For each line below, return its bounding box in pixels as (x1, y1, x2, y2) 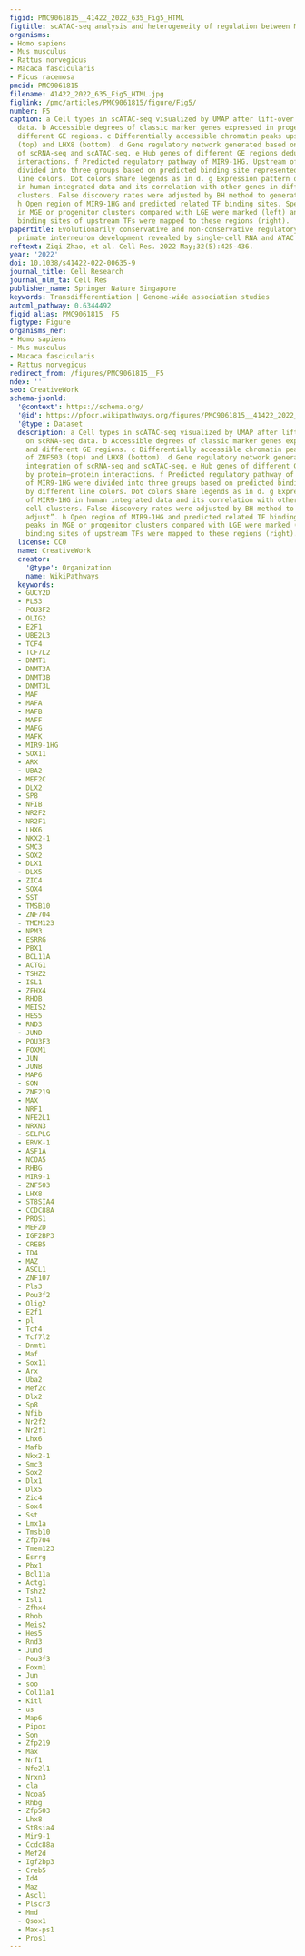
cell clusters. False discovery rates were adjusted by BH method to (25, 504, 295, 513)
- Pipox (17, 1721, 47, 1731)
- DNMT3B (17, 673, 51, 682)
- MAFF (17, 715, 43, 724)
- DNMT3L (17, 681, 51, 691)
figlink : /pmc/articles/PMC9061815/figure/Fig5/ (9, 97, 197, 107)
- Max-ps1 (17, 1925, 54, 1934)
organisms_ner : (9, 327, 67, 336)
